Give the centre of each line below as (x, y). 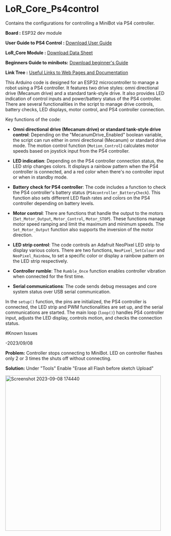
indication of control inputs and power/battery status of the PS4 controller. (83, 99)
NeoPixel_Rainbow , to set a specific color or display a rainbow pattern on (88, 255)
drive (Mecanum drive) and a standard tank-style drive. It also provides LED (85, 93)
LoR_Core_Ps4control (52, 9)
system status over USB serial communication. (62, 291)
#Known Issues (21, 333)
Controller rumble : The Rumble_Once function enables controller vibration (89, 271)
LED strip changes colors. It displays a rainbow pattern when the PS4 (86, 166)
